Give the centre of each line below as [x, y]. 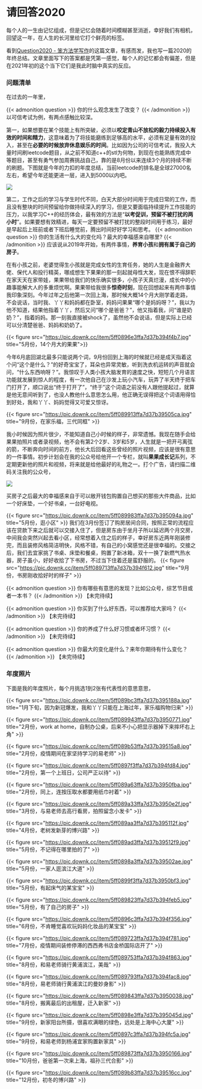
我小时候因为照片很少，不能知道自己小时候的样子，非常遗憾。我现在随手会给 [101, 434]
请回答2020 [36, 12]
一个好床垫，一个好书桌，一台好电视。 [54, 504]
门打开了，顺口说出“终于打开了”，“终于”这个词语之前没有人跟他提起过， [95, 387]
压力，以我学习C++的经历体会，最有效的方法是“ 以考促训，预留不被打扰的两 [100, 214]
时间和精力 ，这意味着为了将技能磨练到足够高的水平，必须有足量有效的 [103, 138]
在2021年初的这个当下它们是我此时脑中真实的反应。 [70, 65]
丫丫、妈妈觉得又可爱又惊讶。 [75, 402]
